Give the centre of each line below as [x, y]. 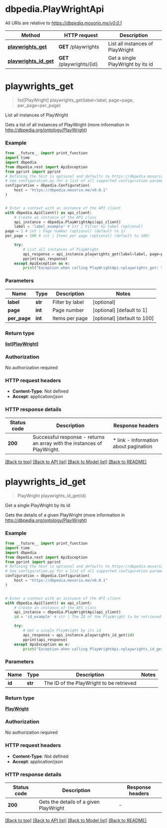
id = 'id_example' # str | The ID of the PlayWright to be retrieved [88, 617]
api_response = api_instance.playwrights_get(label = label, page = [92, 254]
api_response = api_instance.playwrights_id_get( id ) [79, 635]
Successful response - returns [69, 437]
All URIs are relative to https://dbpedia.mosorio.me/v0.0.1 [63, 23]
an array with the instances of [67, 443]
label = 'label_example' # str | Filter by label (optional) [79, 227]
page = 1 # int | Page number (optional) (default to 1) [65, 231]
